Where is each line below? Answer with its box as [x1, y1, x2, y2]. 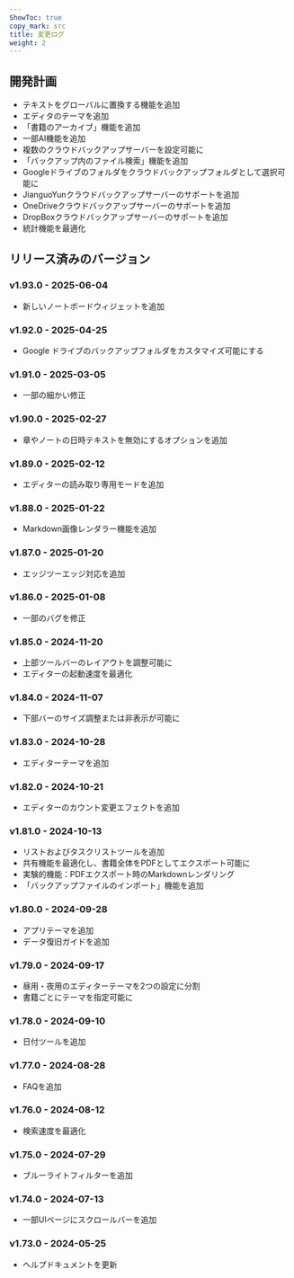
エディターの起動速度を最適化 [22, 669, 133, 679]
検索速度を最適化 [22, 1125, 86, 1136]
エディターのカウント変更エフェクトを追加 [22, 802, 180, 813]
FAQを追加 [22, 1080, 62, 1092]
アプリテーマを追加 [22, 925, 94, 936]
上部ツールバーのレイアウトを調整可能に [22, 657, 173, 668]
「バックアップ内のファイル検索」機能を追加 [22, 155, 189, 166]
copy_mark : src [9, 22, 67, 31]
